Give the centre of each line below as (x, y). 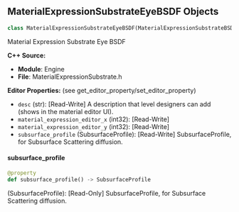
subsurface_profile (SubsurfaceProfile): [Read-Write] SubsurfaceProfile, (124, 134)
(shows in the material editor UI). (65, 111)
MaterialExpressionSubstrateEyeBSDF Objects (113, 12)
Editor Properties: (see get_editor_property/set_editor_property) (102, 90)
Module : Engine (41, 69)
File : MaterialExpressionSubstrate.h (70, 77)
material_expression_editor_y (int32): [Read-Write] (93, 126)
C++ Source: (27, 55)
